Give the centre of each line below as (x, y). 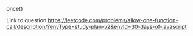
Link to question (26, 20)
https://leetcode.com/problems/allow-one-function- (113, 20)
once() (15, 9)
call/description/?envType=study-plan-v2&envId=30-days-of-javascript (96, 27)
